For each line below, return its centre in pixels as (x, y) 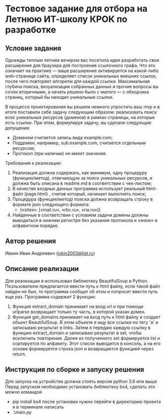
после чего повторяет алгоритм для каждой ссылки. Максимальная (78, 81)
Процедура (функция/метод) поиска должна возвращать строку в (83, 199)
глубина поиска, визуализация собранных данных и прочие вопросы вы (82, 87)
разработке (30, 30)
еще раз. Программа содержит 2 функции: (51, 297)
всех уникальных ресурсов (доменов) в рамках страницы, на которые (80, 117)
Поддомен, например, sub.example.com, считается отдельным (79, 143)
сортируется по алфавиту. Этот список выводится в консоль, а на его (86, 343)
